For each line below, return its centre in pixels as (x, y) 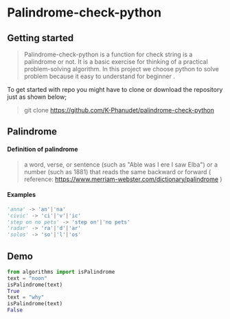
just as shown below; (37, 97)
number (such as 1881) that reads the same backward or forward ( (117, 172)
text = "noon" (27, 278)
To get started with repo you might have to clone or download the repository (115, 90)
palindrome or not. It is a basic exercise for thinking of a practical (116, 62)
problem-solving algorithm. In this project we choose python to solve (122, 69)
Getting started (41, 38)
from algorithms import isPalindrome (61, 272)
